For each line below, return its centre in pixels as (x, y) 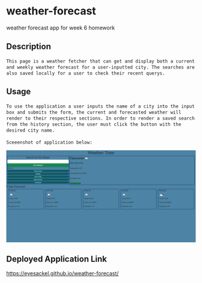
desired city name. (31, 130)
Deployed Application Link (57, 259)
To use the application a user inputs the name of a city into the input (101, 106)
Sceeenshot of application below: (50, 142)
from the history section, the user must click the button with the (94, 124)
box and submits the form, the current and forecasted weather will (94, 112)
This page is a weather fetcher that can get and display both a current (101, 61)
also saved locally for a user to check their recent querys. (86, 73)
